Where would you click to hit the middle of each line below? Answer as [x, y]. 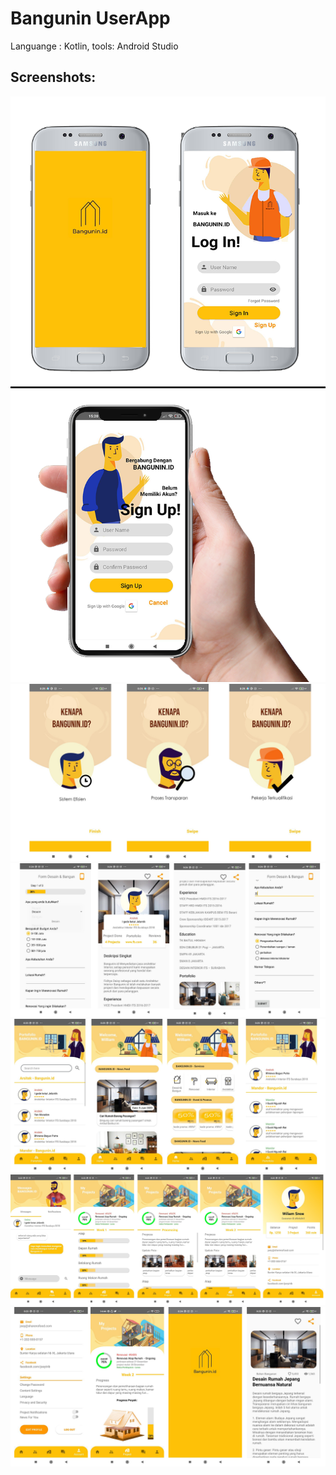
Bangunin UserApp [90, 18]
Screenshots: [53, 77]
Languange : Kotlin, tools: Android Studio [94, 46]
